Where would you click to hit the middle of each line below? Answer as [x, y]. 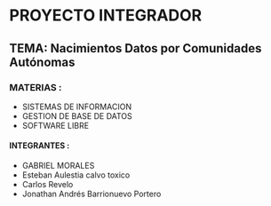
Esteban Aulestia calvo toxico [76, 175]
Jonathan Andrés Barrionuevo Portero [92, 194]
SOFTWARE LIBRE [56, 125]
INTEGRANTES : [40, 146]
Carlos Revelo [48, 185]
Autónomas [42, 62]
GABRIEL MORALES [58, 166]
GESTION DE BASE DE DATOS [77, 115]
